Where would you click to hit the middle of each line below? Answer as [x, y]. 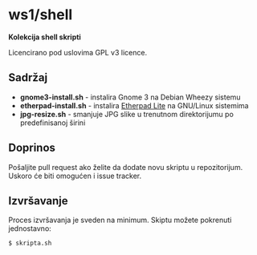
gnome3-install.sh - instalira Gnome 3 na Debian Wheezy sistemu [130, 97]
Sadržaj [28, 78]
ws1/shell [41, 15]
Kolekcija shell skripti [45, 37]
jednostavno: [30, 229]
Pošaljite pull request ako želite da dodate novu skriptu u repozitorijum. [126, 167]
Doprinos [32, 148]
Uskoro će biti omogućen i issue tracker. [75, 176]
